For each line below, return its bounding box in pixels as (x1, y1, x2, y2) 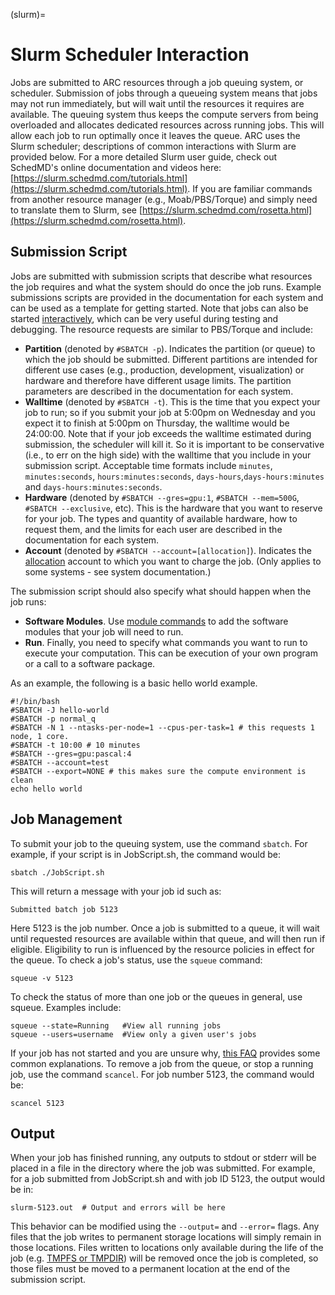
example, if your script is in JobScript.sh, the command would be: (10, 848, 281, 860)
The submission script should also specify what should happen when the (10, 585, 312, 597)
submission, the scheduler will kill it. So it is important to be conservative (24, 438, 325, 450)
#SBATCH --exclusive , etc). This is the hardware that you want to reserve (24, 502, 323, 514)
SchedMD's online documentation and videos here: (10, 161, 222, 173)
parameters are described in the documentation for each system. (24, 385, 294, 397)
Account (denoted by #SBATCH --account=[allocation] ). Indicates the (24, 544, 312, 556)
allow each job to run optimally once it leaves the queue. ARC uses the (10, 129, 301, 141)
